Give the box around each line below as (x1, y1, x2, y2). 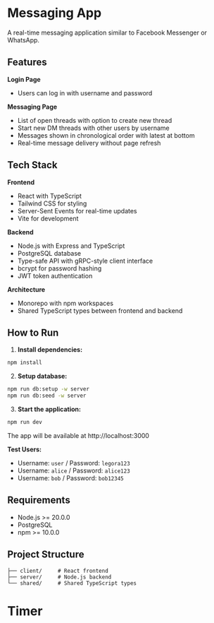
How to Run (7, 326, 59, 338)
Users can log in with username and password (17, 88, 153, 97)
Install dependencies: (17, 345, 83, 354)
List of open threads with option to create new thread (17, 116, 172, 124)
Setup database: (17, 372, 68, 381)
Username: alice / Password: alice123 (17, 466, 130, 475)
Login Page (7, 75, 41, 83)
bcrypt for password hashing (17, 263, 102, 273)
